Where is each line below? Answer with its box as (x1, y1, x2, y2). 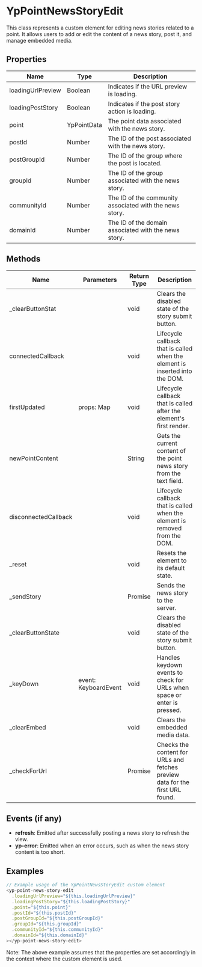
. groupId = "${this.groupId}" (11, 921, 82, 927)
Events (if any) (6, 813, 62, 823)
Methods (6, 254, 41, 264)
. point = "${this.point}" (11, 904, 71, 910)
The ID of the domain (108, 218, 168, 227)
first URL (156, 785, 182, 794)
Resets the (156, 548, 187, 557)
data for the (156, 778, 190, 786)
